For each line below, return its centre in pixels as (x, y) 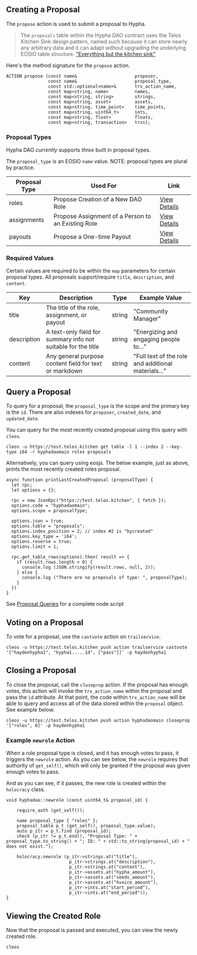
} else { (27, 572)
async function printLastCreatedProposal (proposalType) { (80, 480)
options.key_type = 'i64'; (44, 537)
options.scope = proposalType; (50, 511)
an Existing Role (76, 224)
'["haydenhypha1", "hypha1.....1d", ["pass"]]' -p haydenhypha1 (86, 653)
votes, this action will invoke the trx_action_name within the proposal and (94, 691)
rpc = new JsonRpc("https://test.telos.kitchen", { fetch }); (89, 501)
